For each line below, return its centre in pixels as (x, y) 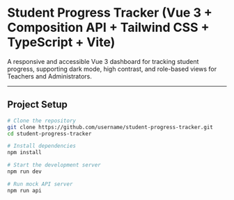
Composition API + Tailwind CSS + (108, 27)
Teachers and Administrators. (49, 76)
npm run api (24, 190)
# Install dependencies (42, 146)
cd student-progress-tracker (49, 133)
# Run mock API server (40, 184)
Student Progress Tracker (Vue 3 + (110, 13)
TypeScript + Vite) (61, 42)
